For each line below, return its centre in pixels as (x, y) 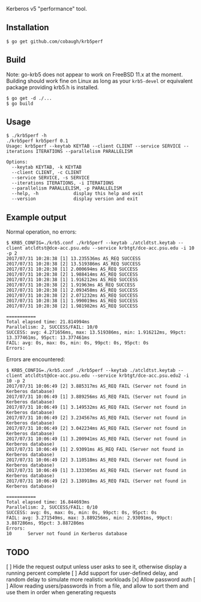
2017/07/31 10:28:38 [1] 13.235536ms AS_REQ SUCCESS (73, 259)
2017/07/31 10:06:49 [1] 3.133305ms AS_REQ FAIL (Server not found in (96, 471)
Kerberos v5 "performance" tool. (46, 9)
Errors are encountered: (36, 359)
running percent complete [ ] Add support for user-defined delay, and (92, 573)
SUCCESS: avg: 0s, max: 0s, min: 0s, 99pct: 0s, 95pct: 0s (82, 513)
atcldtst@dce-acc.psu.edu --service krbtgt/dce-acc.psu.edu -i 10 (110, 248)
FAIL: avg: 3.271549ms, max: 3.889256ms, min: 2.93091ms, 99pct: (89, 518)
